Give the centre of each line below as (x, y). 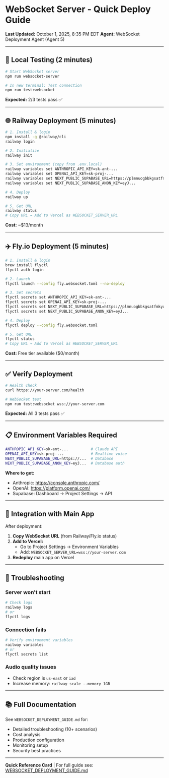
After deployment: (24, 526)
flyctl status (20, 339)
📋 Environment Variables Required (61, 435)
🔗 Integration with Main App (50, 514)
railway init (19, 155)
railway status (21, 211)
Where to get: (20, 473)
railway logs (19, 608)
